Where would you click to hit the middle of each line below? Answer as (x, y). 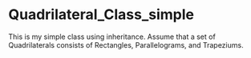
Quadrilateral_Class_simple (101, 15)
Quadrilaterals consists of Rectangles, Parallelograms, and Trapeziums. (126, 44)
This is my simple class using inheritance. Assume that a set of (112, 37)
